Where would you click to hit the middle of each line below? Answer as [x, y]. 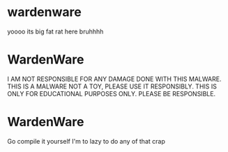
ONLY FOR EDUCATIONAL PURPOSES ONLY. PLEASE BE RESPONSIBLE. [112, 93]
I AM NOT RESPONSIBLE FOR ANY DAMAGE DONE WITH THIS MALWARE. [114, 79]
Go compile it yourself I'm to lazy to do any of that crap [86, 141]
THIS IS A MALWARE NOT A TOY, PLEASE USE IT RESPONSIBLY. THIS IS [112, 86]
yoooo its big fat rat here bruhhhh [55, 31]
